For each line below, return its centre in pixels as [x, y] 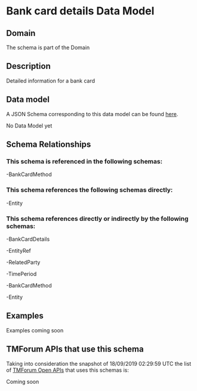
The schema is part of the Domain [48, 47]
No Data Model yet [29, 125]
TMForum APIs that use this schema [75, 349]
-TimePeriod [21, 274]
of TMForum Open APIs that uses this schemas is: [68, 370]
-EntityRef [19, 250]
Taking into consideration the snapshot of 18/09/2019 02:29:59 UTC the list [99, 363]
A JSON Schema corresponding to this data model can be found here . [92, 114]
